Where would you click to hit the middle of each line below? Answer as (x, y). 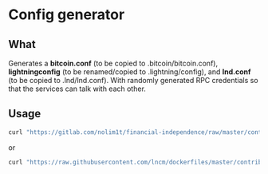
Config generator (67, 15)
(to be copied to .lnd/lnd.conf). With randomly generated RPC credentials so (133, 80)
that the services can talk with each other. (77, 89)
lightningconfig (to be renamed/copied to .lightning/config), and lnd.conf (130, 72)
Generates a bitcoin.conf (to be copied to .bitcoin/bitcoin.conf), (113, 63)
